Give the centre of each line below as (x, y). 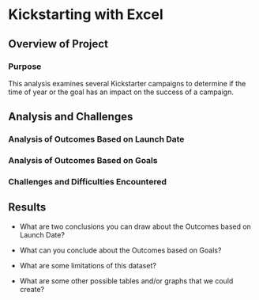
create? (32, 289)
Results (27, 207)
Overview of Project (58, 44)
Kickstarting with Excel (86, 15)
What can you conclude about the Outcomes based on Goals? (120, 250)
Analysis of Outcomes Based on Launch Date (96, 139)
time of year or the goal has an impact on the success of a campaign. (121, 92)
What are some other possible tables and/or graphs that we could (126, 281)
